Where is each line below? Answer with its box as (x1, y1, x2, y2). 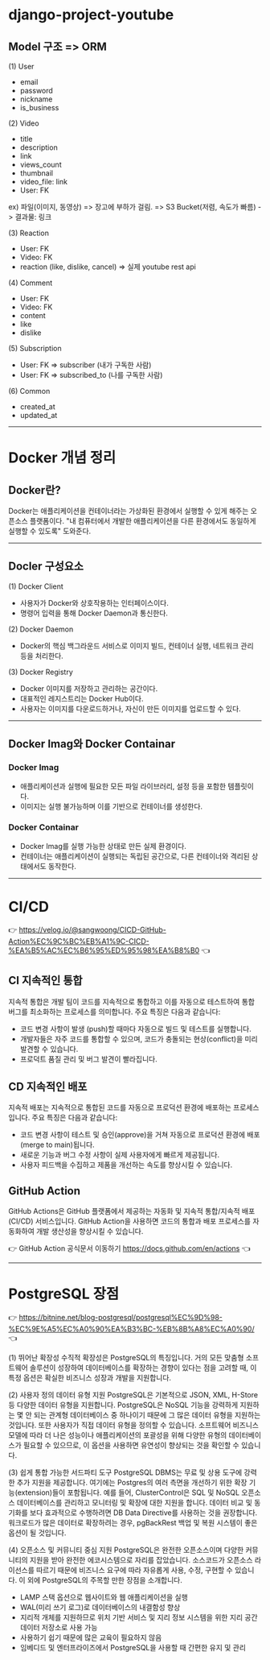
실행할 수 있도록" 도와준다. (8, 526, 92, 536)
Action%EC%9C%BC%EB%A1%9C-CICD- (8, 936, 150, 946)
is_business (19, 103, 59, 112)
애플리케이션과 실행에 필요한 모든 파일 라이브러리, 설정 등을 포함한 (19, 781, 227, 791)
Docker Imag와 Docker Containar (8, 737, 176, 751)
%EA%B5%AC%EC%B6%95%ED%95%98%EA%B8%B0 (8, 945, 200, 955)
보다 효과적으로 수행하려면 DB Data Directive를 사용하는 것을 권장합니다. (29, 1508, 258, 1517)
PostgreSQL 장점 (8, 1285, 119, 1303)
